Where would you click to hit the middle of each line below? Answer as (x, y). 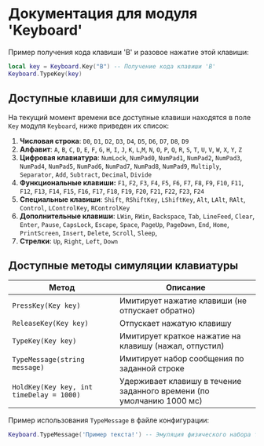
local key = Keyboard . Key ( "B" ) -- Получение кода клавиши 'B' (112, 66)
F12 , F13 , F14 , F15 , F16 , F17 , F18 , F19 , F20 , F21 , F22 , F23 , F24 (112, 191)
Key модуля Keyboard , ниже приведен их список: (89, 126)
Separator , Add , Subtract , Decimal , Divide (86, 174)
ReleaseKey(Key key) (50, 324)
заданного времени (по (164, 391)
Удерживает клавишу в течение (180, 382)
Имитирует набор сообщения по (181, 359)
